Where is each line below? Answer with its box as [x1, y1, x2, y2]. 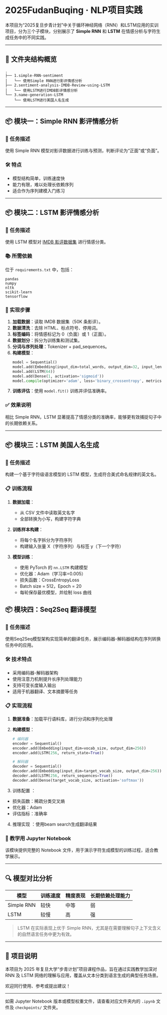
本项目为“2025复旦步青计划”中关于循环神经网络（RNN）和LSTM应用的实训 [5, 22, 159, 28]
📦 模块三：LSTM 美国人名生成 [5, 441, 99, 449]
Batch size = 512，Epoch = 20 [19, 583, 82, 589]
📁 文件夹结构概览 [5, 55, 57, 64]
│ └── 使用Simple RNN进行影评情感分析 [5, 78, 83, 83]
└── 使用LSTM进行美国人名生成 [14, 98, 69, 103]
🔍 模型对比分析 [5, 874, 53, 882]
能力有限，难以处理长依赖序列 [12, 181, 74, 187]
